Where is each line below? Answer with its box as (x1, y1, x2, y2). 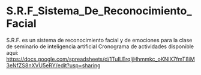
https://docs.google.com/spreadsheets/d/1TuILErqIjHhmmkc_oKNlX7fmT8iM (6, 55, 195, 62)
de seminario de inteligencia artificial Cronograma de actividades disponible (6, 43, 194, 50)
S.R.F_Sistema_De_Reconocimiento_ (6, 4, 192, 18)
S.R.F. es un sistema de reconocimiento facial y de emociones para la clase (6, 36, 193, 43)
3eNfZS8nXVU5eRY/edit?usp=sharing (6, 61, 101, 69)
